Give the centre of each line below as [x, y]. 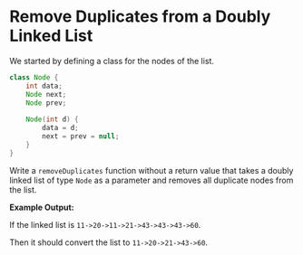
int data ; [44, 86]
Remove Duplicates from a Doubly [140, 17]
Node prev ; [46, 103]
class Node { [34, 77]
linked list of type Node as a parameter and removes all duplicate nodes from [151, 180]
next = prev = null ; [81, 137]
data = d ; [60, 128]
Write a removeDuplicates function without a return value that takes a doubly [151, 170]
